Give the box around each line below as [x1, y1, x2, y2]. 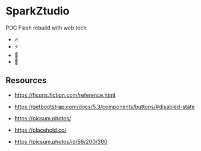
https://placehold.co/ [14, 126, 67, 134]
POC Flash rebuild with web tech [5, 24, 87, 31]
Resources [5, 75, 47, 85]
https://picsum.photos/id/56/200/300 [14, 138, 108, 145]
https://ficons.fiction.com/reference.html [14, 91, 116, 99]
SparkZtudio [5, 4, 70, 18]
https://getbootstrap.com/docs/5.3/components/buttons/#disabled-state [14, 103, 195, 110]
